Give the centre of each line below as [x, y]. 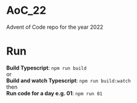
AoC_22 [26, 10]
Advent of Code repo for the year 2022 [55, 27]
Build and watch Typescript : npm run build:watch [68, 80]
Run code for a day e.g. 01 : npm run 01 [54, 93]
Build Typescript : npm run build [46, 68]
